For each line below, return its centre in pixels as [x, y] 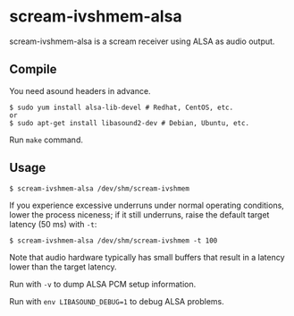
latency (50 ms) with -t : [53, 224]
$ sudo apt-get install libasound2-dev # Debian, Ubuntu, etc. [130, 123]
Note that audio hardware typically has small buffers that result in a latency [147, 257]
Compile [33, 69]
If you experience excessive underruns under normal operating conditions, [147, 205]
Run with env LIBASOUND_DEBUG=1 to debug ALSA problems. [117, 301]
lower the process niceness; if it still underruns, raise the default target [139, 214]
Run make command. [46, 140]
